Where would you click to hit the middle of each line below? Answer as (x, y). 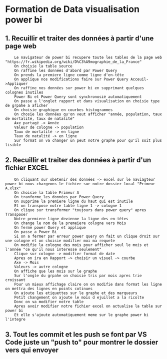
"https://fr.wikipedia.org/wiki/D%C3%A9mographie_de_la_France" (73, 62)
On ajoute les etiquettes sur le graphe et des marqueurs (76, 293)
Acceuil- (139, 79)
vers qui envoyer (32, 350)
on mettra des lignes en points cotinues (49, 289)
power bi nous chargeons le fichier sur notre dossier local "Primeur (80, 184)
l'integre (15, 319)
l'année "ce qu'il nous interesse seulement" (53, 249)
